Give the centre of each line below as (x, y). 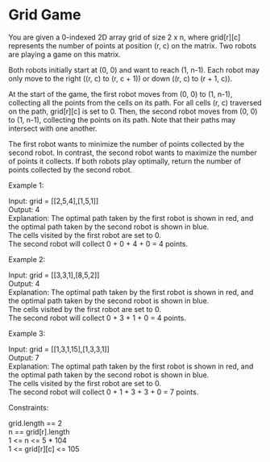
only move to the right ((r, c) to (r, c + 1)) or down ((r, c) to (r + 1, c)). (120, 78)
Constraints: (29, 407)
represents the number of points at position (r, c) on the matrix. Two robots (132, 45)
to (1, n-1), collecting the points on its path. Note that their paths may (122, 119)
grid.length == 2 (35, 423)
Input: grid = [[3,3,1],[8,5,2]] (54, 275)
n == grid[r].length (39, 431)
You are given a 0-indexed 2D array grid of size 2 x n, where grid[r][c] (125, 37)
